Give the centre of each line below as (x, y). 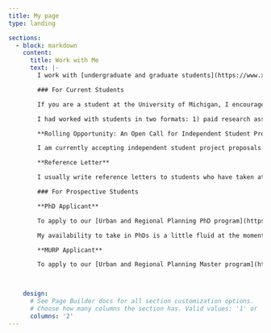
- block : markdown (47, 45)
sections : (25, 38)
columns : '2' (52, 316)
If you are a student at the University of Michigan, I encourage (151, 104)
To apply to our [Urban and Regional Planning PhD (124, 221)
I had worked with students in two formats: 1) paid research (144, 119)
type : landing (32, 23)
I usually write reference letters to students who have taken (146, 177)
